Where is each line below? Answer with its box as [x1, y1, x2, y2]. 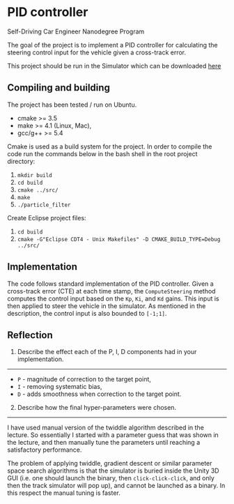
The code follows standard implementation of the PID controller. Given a [7, 280, 214, 288]
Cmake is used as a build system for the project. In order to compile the [7, 142, 212, 151]
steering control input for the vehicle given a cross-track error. [7, 48, 187, 56]
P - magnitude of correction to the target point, [17, 375, 152, 383]
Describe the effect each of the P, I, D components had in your [17, 348, 197, 356]
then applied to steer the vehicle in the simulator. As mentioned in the [7, 301, 206, 310]
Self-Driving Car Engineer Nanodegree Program [7, 27, 145, 36]
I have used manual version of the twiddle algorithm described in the [7, 423, 204, 432]
